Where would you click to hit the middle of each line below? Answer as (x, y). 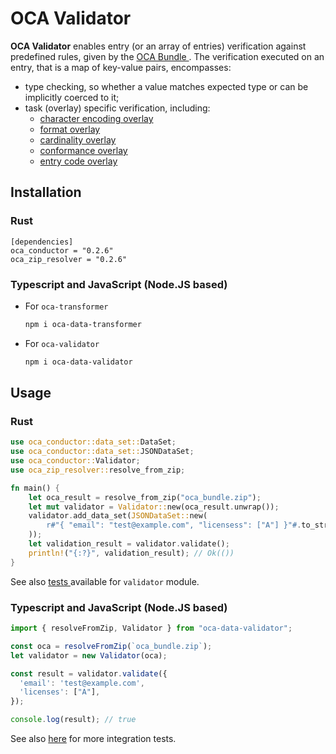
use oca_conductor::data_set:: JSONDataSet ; (102, 452)
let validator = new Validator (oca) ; (89, 655)
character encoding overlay (96, 118)
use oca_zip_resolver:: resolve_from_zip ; (98, 470)
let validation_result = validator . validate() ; (129, 544)
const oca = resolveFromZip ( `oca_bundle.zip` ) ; (111, 646)
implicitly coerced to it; (72, 97)
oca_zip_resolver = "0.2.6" (69, 259)
